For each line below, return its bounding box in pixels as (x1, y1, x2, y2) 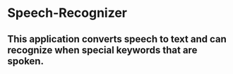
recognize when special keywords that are (7, 44, 198, 56)
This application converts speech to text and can (7, 33, 227, 45)
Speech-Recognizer (7, 5, 127, 21)
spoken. (7, 55, 44, 67)
